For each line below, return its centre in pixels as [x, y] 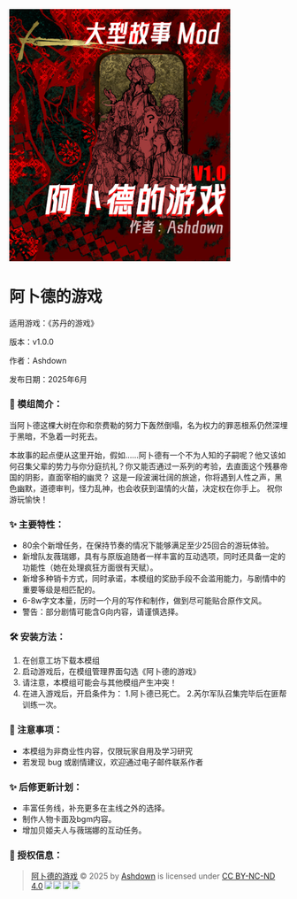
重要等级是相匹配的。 [61, 590]
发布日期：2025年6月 [48, 379]
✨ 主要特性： [37, 524]
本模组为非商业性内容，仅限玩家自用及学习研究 [107, 750]
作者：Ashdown [38, 360]
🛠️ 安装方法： [38, 637]
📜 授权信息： [36, 855]
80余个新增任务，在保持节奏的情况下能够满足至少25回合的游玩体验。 [148, 546]
